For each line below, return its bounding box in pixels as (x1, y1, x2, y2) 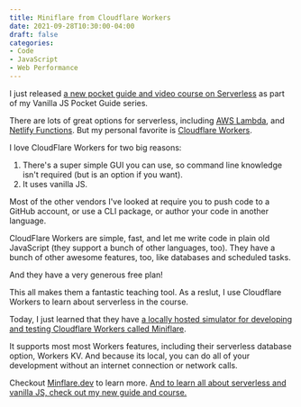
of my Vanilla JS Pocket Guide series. (9, 97, 149, 108)
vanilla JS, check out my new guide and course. (9, 386, 187, 397)
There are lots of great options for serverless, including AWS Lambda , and (9, 114, 286, 126)
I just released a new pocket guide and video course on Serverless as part (9, 87, 286, 99)
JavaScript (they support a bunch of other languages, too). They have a (9, 242, 276, 253)
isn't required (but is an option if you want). (22, 168, 183, 180)
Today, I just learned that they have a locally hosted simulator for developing (9, 313, 293, 324)
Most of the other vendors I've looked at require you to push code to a (9, 195, 270, 207)
